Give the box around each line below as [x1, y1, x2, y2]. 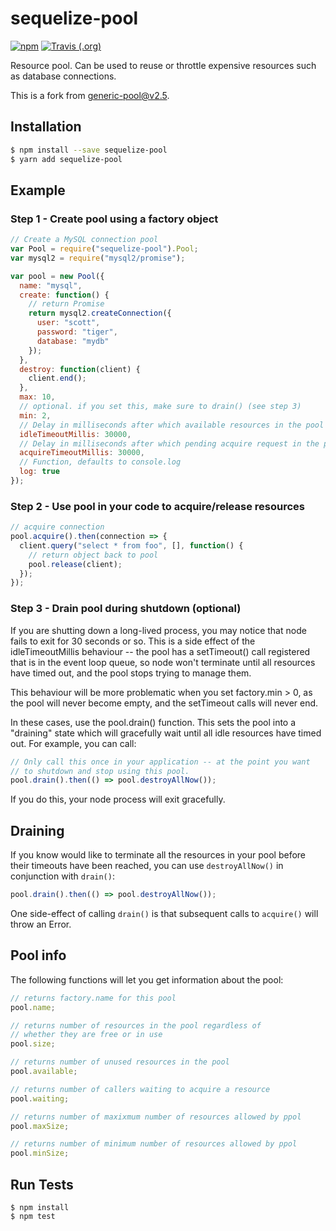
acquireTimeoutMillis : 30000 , [19, 448, 145, 458]
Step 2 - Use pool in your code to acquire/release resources [10, 499, 305, 513]
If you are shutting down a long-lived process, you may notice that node [10, 624, 307, 636]
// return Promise [28, 299, 105, 309]
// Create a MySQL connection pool [10, 235, 159, 245]
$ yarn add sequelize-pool [10, 154, 123, 164]
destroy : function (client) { [19, 364, 141, 374]
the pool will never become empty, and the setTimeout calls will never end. [10, 697, 319, 709]
